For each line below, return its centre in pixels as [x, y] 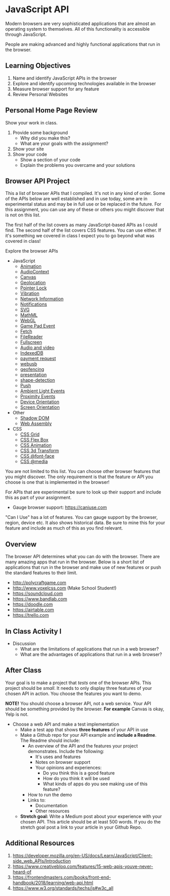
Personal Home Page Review [52, 110]
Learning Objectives [38, 66]
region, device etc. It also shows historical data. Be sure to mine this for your [85, 523]
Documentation [51, 805]
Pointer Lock [33, 288]
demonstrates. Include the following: [66, 751]
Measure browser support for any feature [56, 89]
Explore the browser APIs [32, 251]
